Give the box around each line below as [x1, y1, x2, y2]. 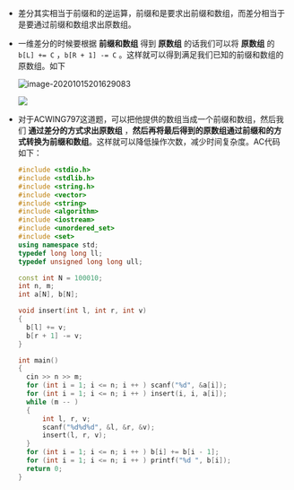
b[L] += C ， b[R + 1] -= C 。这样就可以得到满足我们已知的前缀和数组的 [17, 49, 284, 60]
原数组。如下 [17, 61, 65, 71]
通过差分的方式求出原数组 [28, 125, 123, 136]
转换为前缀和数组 [25, 136, 90, 146]
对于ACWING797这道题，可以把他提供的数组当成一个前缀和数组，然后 [17, 114, 276, 124]
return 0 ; [26, 464, 63, 473]
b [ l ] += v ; [26, 322, 67, 332]
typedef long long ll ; [17, 249, 103, 258]
